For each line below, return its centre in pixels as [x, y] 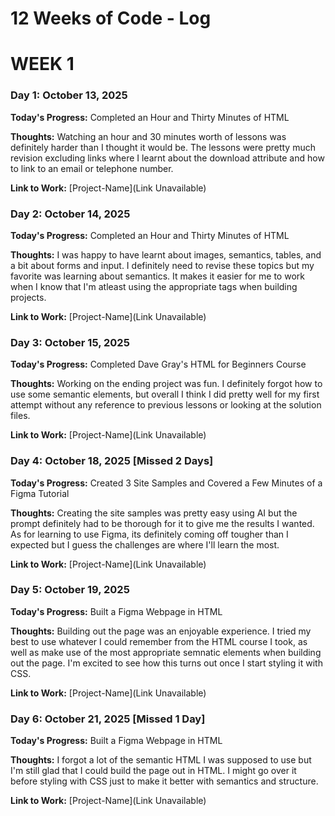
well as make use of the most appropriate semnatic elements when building [166, 652]
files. [20, 416]
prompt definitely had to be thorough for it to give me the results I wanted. [162, 523]
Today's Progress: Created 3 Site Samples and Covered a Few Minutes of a [166, 483]
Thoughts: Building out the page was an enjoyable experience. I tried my [161, 631]
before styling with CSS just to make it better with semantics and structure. [164, 781]
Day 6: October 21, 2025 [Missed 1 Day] [108, 719]
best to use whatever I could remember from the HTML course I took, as [159, 641]
